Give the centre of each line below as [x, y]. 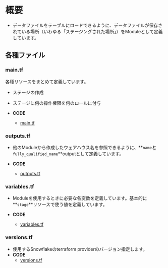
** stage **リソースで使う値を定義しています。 [60, 205]
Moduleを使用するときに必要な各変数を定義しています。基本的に [80, 198]
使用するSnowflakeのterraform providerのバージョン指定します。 [80, 249]
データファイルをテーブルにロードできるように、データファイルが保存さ [88, 25]
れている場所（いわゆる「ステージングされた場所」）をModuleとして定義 [88, 31]
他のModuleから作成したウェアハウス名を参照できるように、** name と [84, 147]
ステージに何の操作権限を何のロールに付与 [57, 103]
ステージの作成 [28, 92]
